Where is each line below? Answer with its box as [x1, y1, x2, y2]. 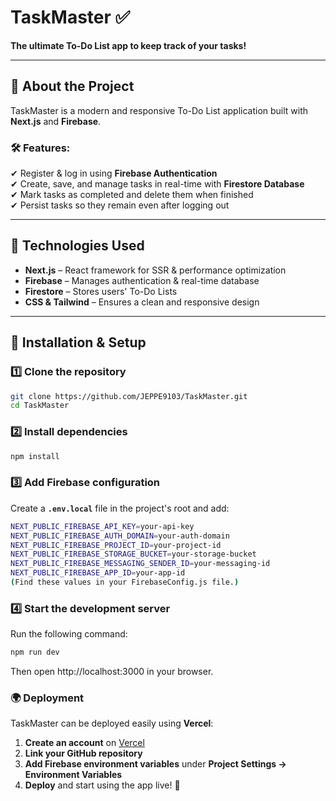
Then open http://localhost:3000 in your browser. [10, 666, 214, 678]
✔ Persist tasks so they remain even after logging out [10, 199, 230, 211]
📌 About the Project [10, 78, 135, 95]
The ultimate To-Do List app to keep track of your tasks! [10, 39, 247, 51]
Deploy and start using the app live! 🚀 [24, 779, 181, 791]
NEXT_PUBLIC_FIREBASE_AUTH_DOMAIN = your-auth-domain [10, 531, 230, 541]
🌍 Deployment [10, 691, 85, 705]
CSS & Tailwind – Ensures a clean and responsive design [24, 296, 260, 308]
